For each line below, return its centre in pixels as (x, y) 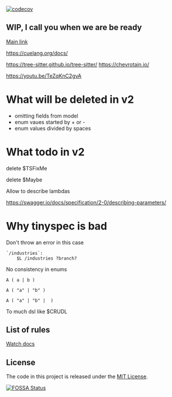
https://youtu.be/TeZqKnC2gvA (44, 76)
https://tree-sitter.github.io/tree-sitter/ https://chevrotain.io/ (78, 64)
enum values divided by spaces (53, 128)
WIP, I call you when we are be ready (74, 27)
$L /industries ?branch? (47, 258)
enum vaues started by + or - (50, 122)
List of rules (28, 330)
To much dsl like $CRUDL (37, 311)
